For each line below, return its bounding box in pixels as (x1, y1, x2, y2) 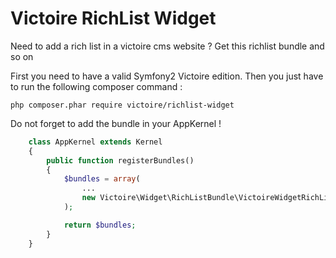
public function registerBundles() (46, 155, 195, 166)
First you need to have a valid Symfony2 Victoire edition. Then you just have (10, 70, 324, 82)
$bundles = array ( (63, 174, 141, 184)
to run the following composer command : (10, 80, 183, 92)
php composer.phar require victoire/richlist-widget (10, 100, 235, 110)
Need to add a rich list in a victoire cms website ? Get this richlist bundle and (10, 40, 325, 52)
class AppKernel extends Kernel (28, 137, 163, 147)
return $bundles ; (63, 220, 137, 230)
